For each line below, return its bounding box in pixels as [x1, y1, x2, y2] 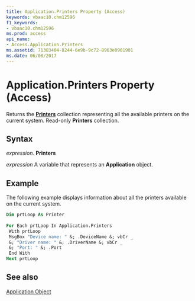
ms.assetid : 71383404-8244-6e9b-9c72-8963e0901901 [6, 47, 134, 53]
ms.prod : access [6, 31, 46, 37]
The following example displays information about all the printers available [6, 194, 187, 201]
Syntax [6, 134, 33, 144]
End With [8, 250, 31, 257]
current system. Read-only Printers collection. [6, 117, 119, 124]
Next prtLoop [6, 256, 38, 262]
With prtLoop [8, 228, 41, 234]
